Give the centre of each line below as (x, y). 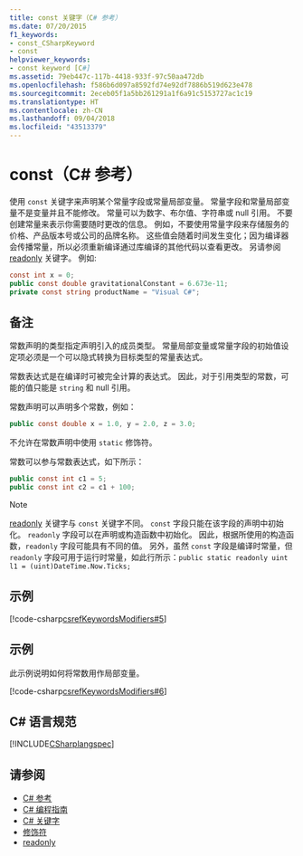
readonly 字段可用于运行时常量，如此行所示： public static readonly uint (149, 557)
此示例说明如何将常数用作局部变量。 (77, 673)
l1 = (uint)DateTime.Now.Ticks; (70, 566)
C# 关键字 (41, 821)
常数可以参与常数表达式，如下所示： (77, 461)
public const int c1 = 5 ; (58, 479)
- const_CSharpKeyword (52, 43)
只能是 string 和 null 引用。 (84, 388)
